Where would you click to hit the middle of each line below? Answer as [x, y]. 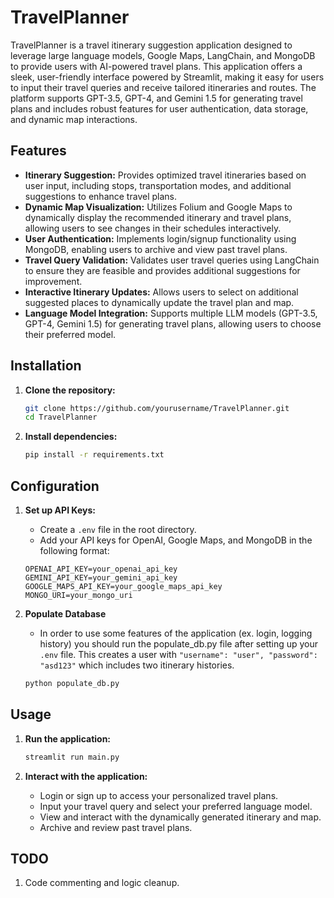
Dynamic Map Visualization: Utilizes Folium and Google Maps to [158, 207]
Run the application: [68, 738]
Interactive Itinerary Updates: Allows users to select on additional [161, 292]
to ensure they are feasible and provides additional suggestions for [162, 270]
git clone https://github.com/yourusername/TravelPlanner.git [157, 408]
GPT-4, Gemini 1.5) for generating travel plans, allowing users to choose [173, 323]
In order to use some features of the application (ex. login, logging [176, 633]
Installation [46, 366]
